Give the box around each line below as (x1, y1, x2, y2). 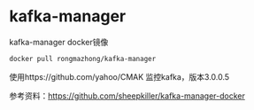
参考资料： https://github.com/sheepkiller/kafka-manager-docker (9, 90, 246, 101)
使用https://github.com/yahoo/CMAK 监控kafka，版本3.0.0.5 (9, 71, 230, 82)
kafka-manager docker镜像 (9, 36, 109, 47)
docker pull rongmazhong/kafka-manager (9, 54, 157, 63)
